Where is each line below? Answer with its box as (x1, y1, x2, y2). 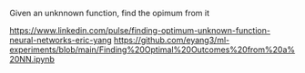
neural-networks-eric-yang (9, 35, 112, 45)
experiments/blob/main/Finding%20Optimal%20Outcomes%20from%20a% (9, 44, 296, 55)
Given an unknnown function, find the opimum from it (9, 8, 209, 18)
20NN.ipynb (9, 54, 55, 64)
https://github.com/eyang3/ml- (113, 35, 230, 45)
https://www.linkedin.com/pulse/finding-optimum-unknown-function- (9, 25, 271, 35)
